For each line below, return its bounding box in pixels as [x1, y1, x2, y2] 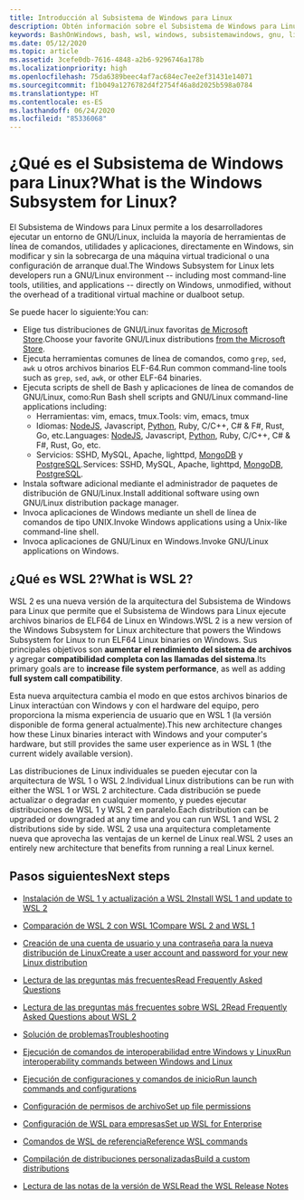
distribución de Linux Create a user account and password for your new [22, 947, 289, 958]
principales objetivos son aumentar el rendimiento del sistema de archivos [9, 644, 292, 655]
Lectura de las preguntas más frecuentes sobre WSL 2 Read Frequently [22, 1002, 288, 1013]
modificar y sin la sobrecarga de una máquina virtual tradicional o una [9, 251, 270, 262]
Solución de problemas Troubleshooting [22, 1029, 169, 1040]
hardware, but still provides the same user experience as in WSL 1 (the [9, 738, 272, 749]
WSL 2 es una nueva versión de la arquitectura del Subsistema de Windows [9, 595, 291, 607]
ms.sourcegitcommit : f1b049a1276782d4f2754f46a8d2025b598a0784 [9, 81, 253, 90]
